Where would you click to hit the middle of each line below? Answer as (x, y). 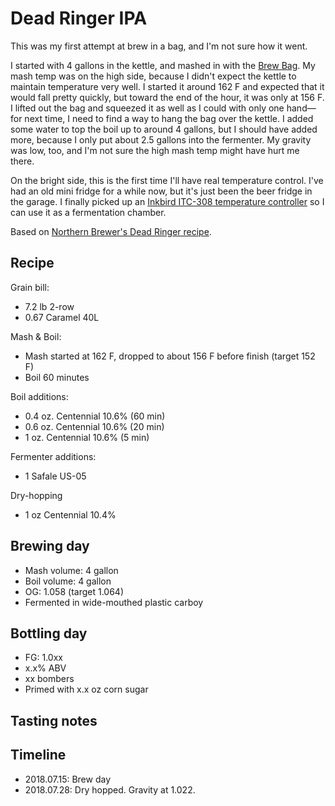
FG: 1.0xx (43, 658)
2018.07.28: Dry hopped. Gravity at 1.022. (110, 789)
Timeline (38, 755)
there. (22, 161)
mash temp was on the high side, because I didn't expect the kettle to (153, 76)
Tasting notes (54, 720)
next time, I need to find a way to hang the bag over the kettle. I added (169, 118)
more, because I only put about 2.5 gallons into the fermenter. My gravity (161, 139)
